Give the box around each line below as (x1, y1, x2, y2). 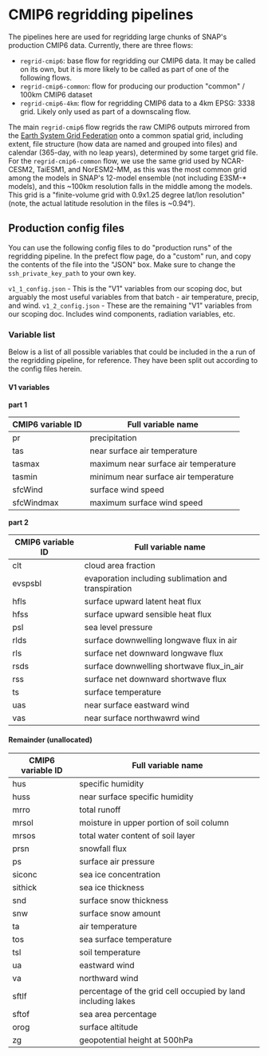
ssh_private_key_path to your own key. (8, 268, 136, 278)
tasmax (12, 459, 40, 470)
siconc (12, 869, 37, 881)
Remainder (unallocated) (8, 735, 93, 744)
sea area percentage (79, 1009, 157, 1020)
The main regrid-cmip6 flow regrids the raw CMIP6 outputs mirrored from (8, 122, 250, 132)
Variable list (8, 329, 56, 340)
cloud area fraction (84, 560, 156, 571)
